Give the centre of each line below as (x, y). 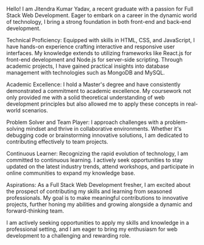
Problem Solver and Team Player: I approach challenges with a (85, 122)
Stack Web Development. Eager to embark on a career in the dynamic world (102, 15)
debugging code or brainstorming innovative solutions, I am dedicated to (97, 135)
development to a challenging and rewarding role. (69, 236)
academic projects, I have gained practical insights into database (88, 66)
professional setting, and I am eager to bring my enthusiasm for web (92, 229)
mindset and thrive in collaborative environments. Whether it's (104, 129)
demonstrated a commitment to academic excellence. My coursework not (99, 91)
